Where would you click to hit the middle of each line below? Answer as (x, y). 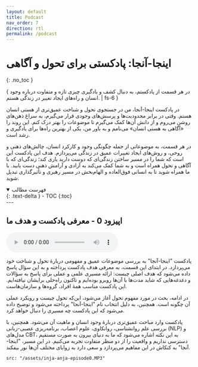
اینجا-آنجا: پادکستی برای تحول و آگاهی (89, 64)
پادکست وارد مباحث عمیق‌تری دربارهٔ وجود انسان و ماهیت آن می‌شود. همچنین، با (95, 322)
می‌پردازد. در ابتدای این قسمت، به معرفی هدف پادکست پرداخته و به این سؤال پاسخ (98, 267)
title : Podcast (25, 17)
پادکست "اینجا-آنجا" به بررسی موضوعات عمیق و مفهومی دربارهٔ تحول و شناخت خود (99, 261)
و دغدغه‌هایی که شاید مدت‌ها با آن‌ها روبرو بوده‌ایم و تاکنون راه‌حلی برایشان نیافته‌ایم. (98, 280)
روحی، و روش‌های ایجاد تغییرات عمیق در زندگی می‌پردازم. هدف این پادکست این (95, 153)
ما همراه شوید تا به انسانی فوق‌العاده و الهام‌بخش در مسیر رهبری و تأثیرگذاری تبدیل (98, 172)
